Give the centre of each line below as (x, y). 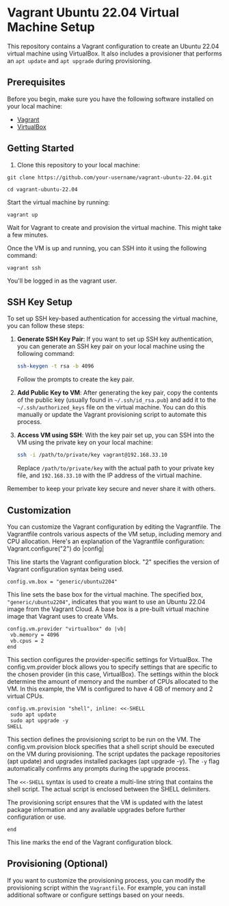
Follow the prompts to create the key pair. (76, 379)
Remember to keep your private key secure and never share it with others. (111, 489)
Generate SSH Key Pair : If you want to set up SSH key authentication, (115, 339)
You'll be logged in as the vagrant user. (62, 281)
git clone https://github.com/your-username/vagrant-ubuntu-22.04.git (110, 177)
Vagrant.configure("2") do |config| (56, 548)
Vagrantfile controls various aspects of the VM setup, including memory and (114, 534)
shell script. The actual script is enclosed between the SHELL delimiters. (109, 789)
